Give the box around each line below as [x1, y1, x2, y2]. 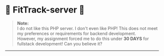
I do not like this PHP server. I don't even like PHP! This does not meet [17, 25, 158, 31]
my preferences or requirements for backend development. [17, 30, 137, 36]
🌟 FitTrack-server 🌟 [5, 4, 85, 15]
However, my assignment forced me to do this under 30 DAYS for [17, 36, 149, 42]
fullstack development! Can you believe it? [17, 41, 102, 46]
